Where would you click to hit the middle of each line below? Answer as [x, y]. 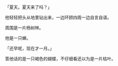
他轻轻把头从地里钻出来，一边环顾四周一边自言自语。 [58, 17]
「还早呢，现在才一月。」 [30, 48]
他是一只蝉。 [18, 38]
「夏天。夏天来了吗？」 [28, 7]
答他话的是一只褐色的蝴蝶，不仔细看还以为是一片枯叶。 [60, 59]
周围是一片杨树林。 [24, 28]
